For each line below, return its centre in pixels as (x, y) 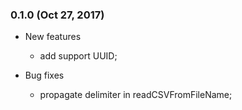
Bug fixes (44, 75)
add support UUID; (78, 56)
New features (53, 37)
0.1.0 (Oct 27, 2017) (57, 15)
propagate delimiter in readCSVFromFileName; (136, 95)
